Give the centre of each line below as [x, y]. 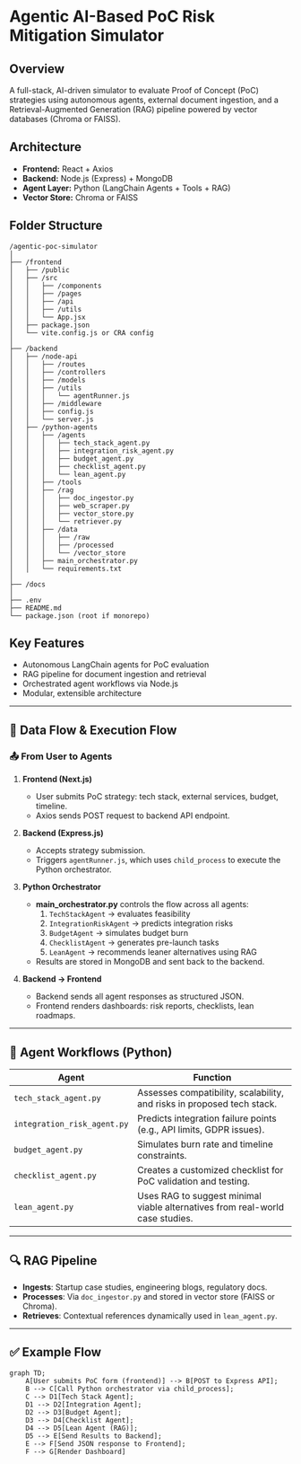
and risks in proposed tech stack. [207, 1104]
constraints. [162, 1155]
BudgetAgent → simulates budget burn [119, 933]
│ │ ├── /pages [46, 294]
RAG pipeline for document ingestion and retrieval [114, 675]
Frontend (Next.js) [57, 780]
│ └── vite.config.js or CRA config [82, 333]
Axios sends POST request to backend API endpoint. [133, 816]
